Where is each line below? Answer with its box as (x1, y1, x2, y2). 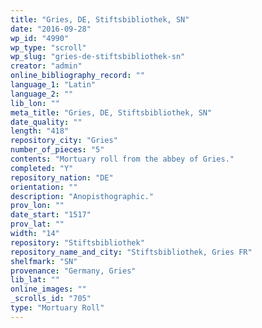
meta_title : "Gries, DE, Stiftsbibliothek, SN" (10, 107, 213, 118)
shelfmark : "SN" (10, 256, 78, 266)
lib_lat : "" (10, 275, 60, 285)
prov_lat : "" (10, 219, 65, 230)
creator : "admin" (10, 61, 83, 71)
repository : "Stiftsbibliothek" (10, 237, 145, 248)
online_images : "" (10, 284, 87, 295)
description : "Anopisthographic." (10, 191, 155, 201)
